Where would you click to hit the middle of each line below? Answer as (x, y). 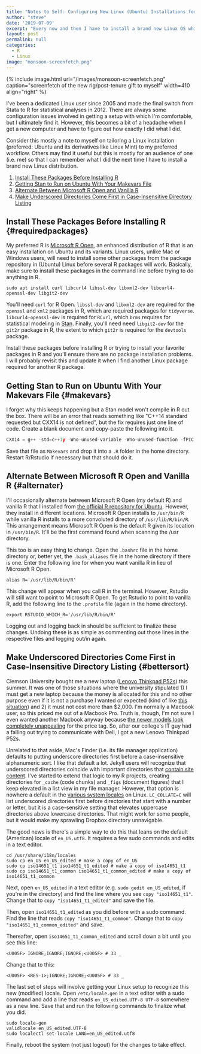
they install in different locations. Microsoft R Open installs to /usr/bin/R (95, 513)
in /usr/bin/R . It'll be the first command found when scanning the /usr (92, 532)
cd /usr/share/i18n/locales (41, 855)
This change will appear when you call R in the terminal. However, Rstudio (97, 591)
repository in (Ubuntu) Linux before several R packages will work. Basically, (99, 265)
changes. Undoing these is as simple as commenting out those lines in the (98, 632)
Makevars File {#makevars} (59, 395)
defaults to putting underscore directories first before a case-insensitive (95, 756)
